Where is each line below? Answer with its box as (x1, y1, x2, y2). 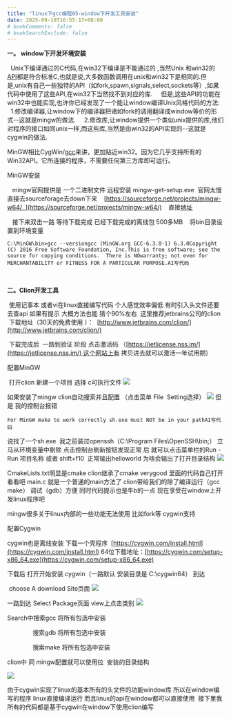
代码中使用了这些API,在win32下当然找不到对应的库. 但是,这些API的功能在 (7, 90, 221, 98)
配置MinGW (7, 364, 41, 372)
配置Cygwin (7, 524, 41, 533)
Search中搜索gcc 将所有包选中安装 (7, 614, 106, 623)
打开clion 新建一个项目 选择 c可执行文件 (8, 378, 122, 387)
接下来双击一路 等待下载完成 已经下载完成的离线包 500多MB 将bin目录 (12, 218, 217, 226)
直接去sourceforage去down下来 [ (7, 194, 107, 203)
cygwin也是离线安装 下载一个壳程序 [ (7, 539, 114, 547)
